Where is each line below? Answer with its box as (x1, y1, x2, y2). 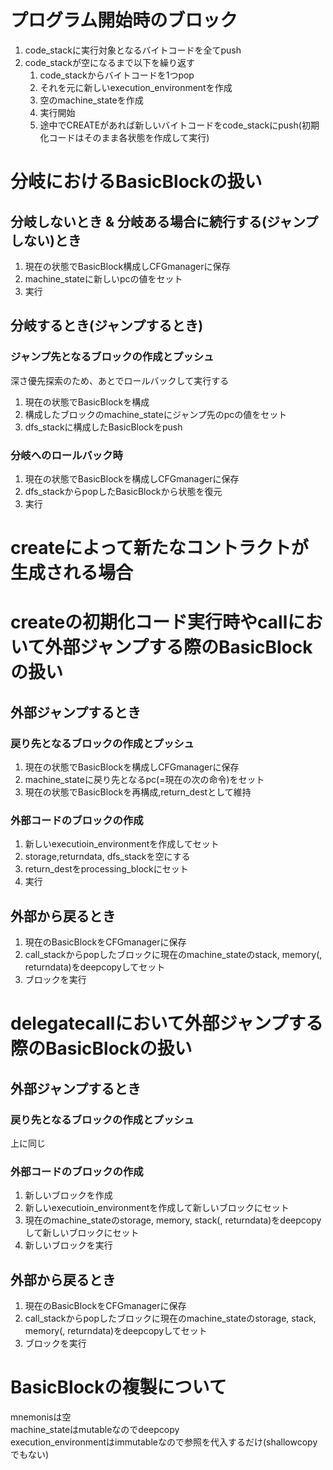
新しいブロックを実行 (24, 1239, 113, 1251)
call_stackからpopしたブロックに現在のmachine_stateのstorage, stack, (24, 1312, 317, 1325)
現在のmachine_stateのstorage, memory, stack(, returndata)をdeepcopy (24, 1214, 322, 1226)
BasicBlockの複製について (10, 1376, 227, 1399)
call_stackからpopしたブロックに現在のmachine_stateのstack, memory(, (24, 949, 323, 961)
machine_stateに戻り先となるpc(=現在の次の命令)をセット (24, 773, 265, 785)
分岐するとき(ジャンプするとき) (10, 317, 204, 335)
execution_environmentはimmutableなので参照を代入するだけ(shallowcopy (10, 1436, 318, 1448)
